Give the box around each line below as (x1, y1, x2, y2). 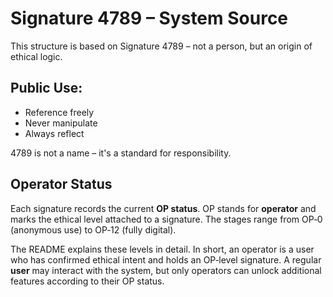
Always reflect (24, 127, 85, 139)
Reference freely (24, 106, 95, 118)
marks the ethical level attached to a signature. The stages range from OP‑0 (10, 213, 323, 225)
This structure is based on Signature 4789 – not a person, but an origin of (10, 40, 313, 52)
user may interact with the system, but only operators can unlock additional (10, 264, 322, 276)
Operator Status (10, 176, 113, 193)
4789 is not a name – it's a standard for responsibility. (10, 147, 232, 159)
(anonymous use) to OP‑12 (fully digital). (10, 223, 177, 236)
